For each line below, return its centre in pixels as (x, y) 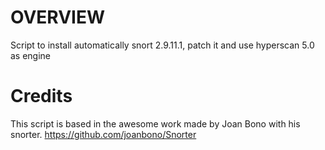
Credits (41, 96)
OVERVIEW (58, 17)
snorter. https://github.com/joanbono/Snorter (103, 134)
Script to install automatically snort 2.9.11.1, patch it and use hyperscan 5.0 (162, 45)
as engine (31, 55)
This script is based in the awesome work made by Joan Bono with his (155, 123)
